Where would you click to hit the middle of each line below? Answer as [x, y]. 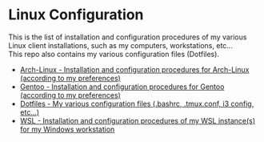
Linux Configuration [76, 15]
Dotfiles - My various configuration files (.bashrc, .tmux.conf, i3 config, [137, 103]
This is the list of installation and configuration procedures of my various [128, 37]
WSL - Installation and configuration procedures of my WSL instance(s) [138, 120]
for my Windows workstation [67, 129]
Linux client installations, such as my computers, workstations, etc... [121, 45]
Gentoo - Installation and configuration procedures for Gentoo [122, 87]
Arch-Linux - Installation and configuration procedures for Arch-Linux [134, 69]
